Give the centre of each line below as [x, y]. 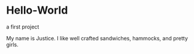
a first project [23, 27]
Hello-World [37, 10]
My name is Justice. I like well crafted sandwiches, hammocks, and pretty [97, 38]
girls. [13, 45]
